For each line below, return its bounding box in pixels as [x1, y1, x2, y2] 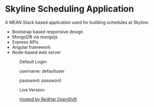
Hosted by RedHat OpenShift [19, 96, 77, 102]
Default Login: [19, 59, 47, 64]
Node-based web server [12, 49, 62, 55]
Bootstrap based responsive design [12, 29, 83, 34]
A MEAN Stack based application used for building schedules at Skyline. [5, 19, 149, 25]
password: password [19, 77, 62, 83]
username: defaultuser [19, 68, 65, 74]
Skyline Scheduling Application [5, 3, 134, 15]
